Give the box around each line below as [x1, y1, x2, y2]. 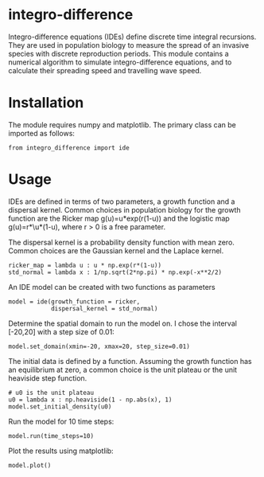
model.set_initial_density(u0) [8, 402, 112, 411]
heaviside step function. [8, 373, 87, 383]
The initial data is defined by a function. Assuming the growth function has [8, 356, 252, 366]
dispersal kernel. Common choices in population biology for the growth [8, 205, 241, 214]
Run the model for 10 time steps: [8, 416, 115, 426]
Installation [8, 94, 84, 112]
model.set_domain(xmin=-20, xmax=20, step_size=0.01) [8, 342, 191, 350]
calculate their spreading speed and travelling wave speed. [8, 65, 202, 75]
